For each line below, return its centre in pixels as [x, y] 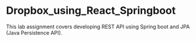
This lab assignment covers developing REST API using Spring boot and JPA [98, 27]
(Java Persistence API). [34, 32]
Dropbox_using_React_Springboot [91, 11]
